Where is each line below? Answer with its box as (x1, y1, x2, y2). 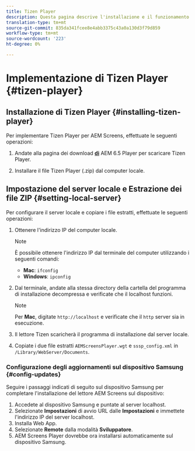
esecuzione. (14, 319, 44, 326)
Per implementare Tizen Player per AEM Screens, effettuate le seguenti (6, 132, 177, 139)
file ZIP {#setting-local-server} (6, 193, 121, 203)
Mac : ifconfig (23, 266, 58, 274)
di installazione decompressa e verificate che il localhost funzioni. (14, 291, 173, 298)
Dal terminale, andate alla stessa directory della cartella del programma (14, 284, 186, 291)
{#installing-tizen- (112, 107, 181, 117)
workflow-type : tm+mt (6, 30, 59, 36)
